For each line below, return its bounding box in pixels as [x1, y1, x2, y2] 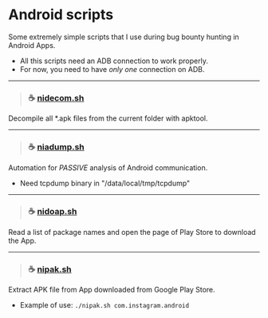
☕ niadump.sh [27, 141, 85, 153]
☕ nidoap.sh [27, 206, 77, 217]
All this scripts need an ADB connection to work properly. [19, 56, 209, 66]
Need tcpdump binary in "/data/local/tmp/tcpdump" [19, 178, 191, 188]
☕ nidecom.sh [27, 92, 85, 103]
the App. [8, 236, 37, 245]
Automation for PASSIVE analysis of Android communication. [8, 162, 208, 173]
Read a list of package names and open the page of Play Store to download [8, 227, 257, 237]
